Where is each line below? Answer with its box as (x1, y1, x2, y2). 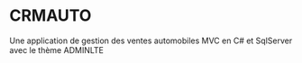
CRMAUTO (9, 5, 92, 26)
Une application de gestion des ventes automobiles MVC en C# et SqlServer (9, 35, 293, 46)
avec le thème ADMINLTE (9, 44, 104, 55)
